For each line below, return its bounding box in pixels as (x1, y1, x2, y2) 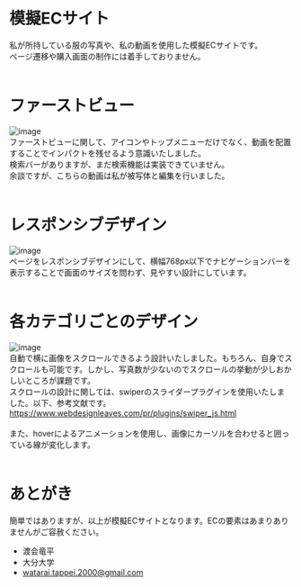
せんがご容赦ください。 (16, 526, 104, 537)
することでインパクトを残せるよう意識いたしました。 (9, 148, 207, 158)
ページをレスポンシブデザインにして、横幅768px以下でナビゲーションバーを (9, 256, 292, 266)
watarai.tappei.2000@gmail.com (22, 566, 144, 577)
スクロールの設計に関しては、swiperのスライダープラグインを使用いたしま (9, 386, 286, 397)
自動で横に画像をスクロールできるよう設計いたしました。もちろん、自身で (9, 352, 285, 363)
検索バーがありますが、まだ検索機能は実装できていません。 (9, 158, 230, 169)
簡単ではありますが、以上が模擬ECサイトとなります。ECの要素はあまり (9, 515, 274, 526)
